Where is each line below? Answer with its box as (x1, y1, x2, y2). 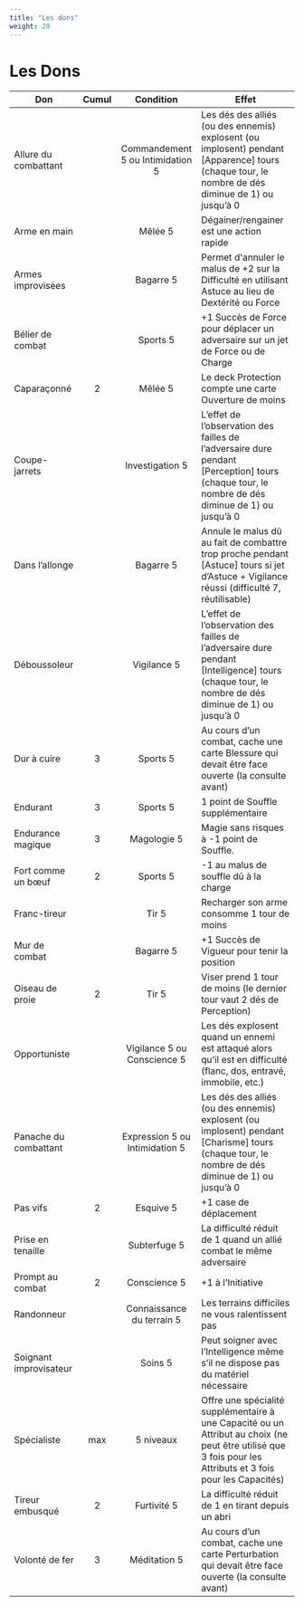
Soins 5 (139, 1357, 173, 1370)
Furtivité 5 (134, 1499, 178, 1512)
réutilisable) (201, 593, 252, 606)
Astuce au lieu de (201, 285, 275, 298)
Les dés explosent (201, 1019, 279, 1032)
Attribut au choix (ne (201, 1428, 288, 1440)
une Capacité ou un (201, 1417, 285, 1429)
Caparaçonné (14, 382, 72, 395)
